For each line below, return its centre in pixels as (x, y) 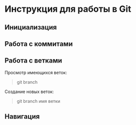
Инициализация (31, 27)
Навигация (22, 117)
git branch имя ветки (38, 101)
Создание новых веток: (29, 92)
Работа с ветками (34, 61)
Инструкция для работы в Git (68, 9)
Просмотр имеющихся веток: (36, 72)
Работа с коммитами (39, 44)
